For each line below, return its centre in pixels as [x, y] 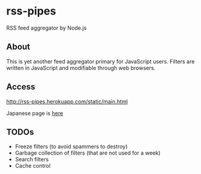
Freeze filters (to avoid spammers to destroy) [71, 147]
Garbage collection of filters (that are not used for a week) [87, 153]
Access [21, 87]
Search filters [32, 159]
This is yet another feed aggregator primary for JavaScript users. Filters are [100, 61]
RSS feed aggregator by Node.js [46, 28]
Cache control [33, 166]
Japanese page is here [35, 113]
